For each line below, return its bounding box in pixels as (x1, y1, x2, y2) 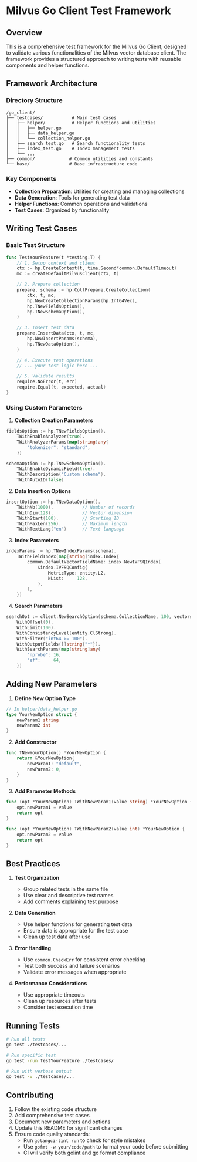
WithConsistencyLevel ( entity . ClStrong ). (16, 630, 117, 636)
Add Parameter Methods (14, 788, 76, 795)
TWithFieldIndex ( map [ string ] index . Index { (16, 553, 119, 560)
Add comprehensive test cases (14, 1112, 90, 1119)
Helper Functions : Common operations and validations (14, 200, 148, 207)
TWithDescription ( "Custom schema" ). (16, 471, 107, 478)
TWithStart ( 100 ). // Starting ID (16, 515, 119, 521)
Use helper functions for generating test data (23, 921, 133, 928)
